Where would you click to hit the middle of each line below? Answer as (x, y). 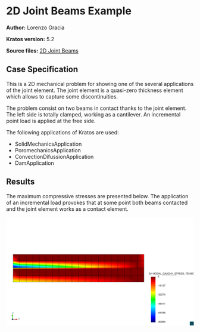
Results (21, 182)
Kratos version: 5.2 (30, 39)
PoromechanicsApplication (48, 150)
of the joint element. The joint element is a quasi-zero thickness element (95, 90)
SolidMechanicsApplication (48, 144)
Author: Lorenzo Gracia (35, 27)
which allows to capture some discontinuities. (62, 96)
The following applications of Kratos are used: (62, 132)
